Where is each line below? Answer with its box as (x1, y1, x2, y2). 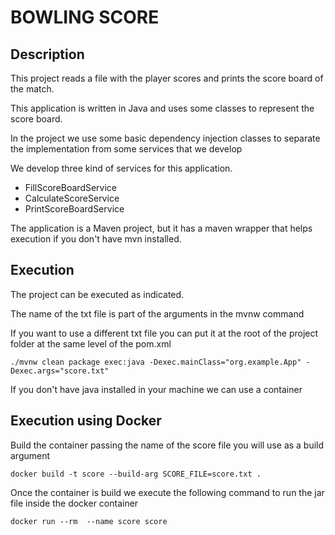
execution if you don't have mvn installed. (10, 233, 182, 245)
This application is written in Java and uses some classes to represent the (10, 102, 315, 114)
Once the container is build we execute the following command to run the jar (10, 486, 325, 498)
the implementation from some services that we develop (10, 143, 243, 155)
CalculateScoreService (24, 192, 120, 204)
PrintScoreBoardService (24, 203, 125, 215)
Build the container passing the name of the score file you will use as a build (10, 439, 325, 451)
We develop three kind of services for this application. (10, 162, 233, 174)
